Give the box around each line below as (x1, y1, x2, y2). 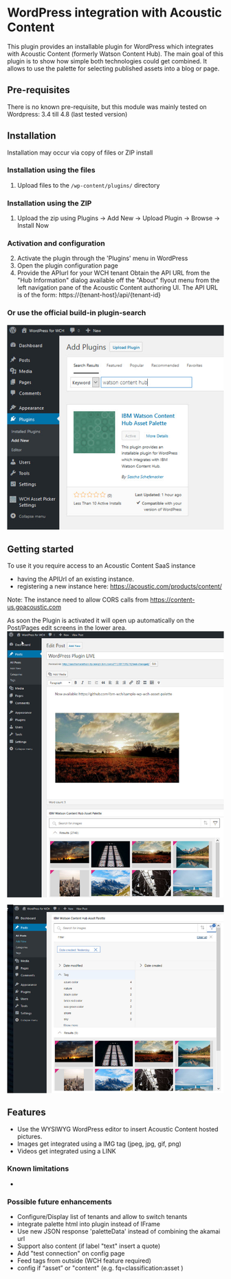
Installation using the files (7, 166, 96, 175)
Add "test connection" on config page (16, 1249, 125, 1258)
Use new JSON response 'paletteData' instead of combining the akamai (16, 1227, 221, 1236)
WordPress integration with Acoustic (7, 5, 222, 21)
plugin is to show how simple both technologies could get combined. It (7, 57, 208, 65)
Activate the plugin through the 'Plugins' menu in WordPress (16, 254, 188, 263)
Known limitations (7, 1164, 69, 1173)
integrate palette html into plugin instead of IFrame (16, 1220, 160, 1229)
